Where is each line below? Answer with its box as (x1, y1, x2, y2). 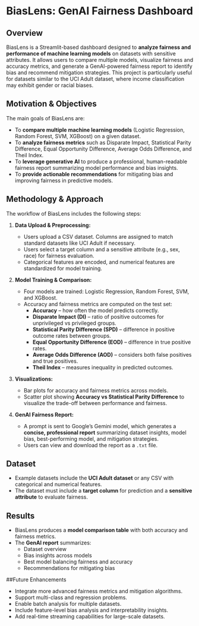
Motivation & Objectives (6, 99, 97, 109)
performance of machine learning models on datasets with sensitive (6, 50, 176, 57)
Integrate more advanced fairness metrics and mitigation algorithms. (14, 588, 183, 595)
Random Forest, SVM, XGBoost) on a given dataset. (14, 132, 141, 139)
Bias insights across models (23, 552, 92, 559)
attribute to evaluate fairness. (14, 493, 88, 501)
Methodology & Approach (6, 194, 104, 204)
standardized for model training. (23, 264, 103, 272)
